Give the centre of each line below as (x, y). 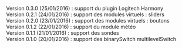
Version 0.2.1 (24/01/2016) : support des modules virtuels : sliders (85, 14)
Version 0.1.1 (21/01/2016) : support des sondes (63, 33)
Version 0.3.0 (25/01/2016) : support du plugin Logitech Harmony (85, 8)
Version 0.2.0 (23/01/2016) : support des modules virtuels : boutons (88, 21)
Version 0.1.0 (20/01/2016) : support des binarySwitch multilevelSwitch (91, 39)
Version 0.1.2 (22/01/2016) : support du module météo (71, 27)
